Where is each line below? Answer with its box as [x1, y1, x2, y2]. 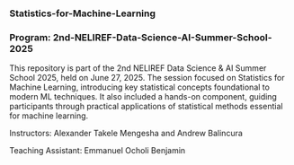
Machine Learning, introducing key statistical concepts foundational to [9, 82, 270, 92]
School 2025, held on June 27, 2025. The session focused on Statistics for [9, 73, 285, 83]
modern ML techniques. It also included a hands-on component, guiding [9, 91, 277, 102]
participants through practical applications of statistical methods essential [9, 101, 283, 112]
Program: [9, 30, 51, 43]
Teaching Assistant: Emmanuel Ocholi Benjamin [9, 145, 186, 156]
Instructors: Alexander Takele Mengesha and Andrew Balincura [9, 128, 243, 139]
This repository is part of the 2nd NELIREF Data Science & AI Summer [9, 63, 267, 74]
